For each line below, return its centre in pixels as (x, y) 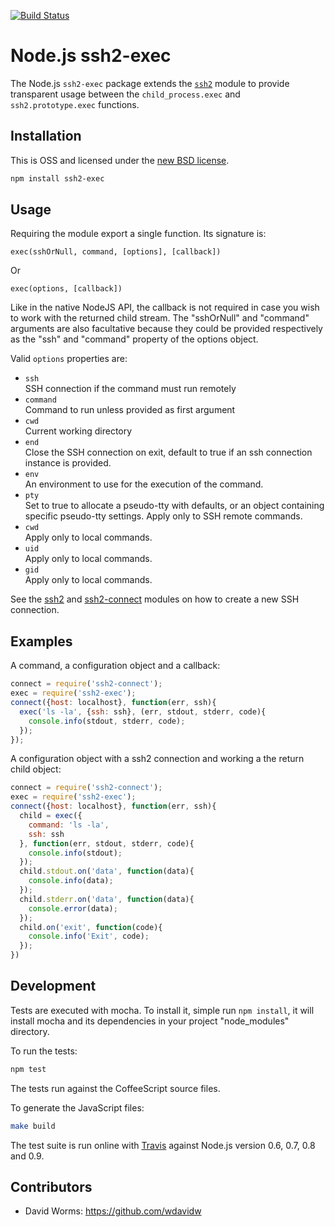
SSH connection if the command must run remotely (130, 389)
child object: (36, 769)
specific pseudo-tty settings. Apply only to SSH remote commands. (163, 516)
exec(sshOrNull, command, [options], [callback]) (116, 252)
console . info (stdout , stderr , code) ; (107, 721)
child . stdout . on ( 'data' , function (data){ (107, 871)
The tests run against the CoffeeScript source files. (115, 1088)
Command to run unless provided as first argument (130, 410)
